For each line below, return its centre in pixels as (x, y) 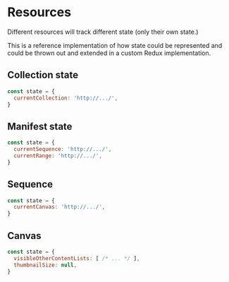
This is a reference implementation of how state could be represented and (115, 45)
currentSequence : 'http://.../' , (63, 149)
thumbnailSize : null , (45, 265)
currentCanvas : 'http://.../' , (60, 207)
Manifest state (40, 127)
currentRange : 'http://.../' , (58, 156)
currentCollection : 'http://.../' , (66, 98)
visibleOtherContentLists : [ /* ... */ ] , (77, 258)
